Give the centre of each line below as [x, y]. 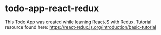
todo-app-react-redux [52, 9]
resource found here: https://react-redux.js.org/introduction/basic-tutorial [81, 27]
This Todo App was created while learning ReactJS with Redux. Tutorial [78, 22]
